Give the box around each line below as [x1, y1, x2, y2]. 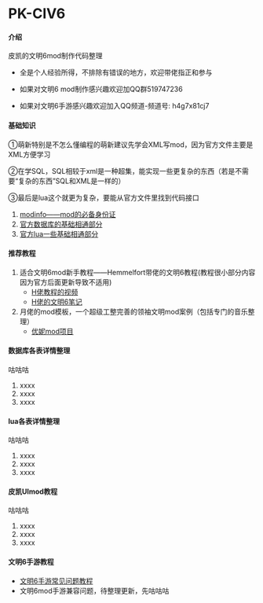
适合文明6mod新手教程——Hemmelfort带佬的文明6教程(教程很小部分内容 [19, 267, 256, 277]
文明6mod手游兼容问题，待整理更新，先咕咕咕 [19, 586, 170, 595]
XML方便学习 [8, 149, 51, 159]
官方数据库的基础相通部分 [19, 219, 103, 229]
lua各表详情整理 [8, 416, 60, 425]
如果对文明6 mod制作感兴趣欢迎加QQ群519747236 [19, 84, 183, 94]
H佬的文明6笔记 [31, 296, 82, 307]
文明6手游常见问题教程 [19, 575, 93, 586]
